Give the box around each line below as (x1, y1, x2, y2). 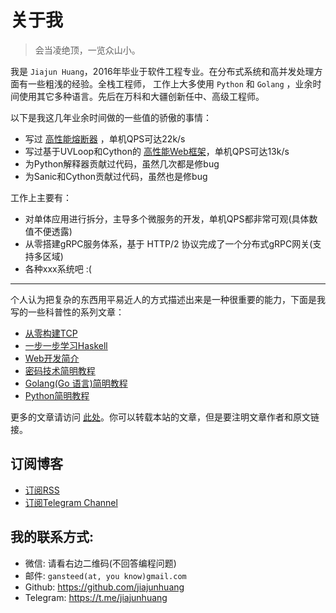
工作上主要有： (10, 191, 72, 203)
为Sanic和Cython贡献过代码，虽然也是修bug (24, 170, 208, 182)
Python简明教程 (24, 389, 90, 401)
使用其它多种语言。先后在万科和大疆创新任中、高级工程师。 (18, 90, 265, 102)
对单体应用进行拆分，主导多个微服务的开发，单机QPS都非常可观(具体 (24, 212, 310, 225)
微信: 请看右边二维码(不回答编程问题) (24, 557, 177, 569)
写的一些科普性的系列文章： (10, 306, 125, 318)
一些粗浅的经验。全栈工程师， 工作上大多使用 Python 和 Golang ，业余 (27, 77, 313, 90)
